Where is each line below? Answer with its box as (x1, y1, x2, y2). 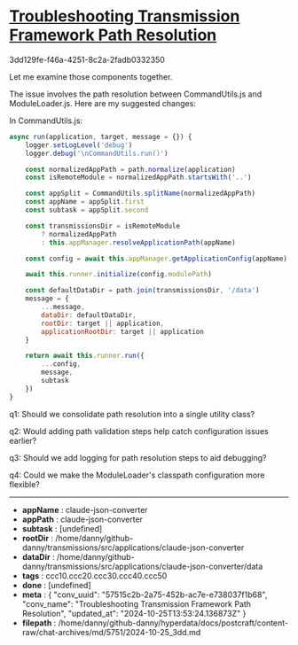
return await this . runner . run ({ (25, 352, 145, 361)
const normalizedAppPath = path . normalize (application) (25, 165, 237, 174)
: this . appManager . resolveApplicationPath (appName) (41, 237, 237, 247)
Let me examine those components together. (9, 71, 173, 82)
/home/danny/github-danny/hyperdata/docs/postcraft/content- (58, 618, 289, 628)
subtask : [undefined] (21, 523, 103, 533)
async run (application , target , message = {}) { (9, 132, 192, 141)
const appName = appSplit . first (25, 198, 145, 206)
